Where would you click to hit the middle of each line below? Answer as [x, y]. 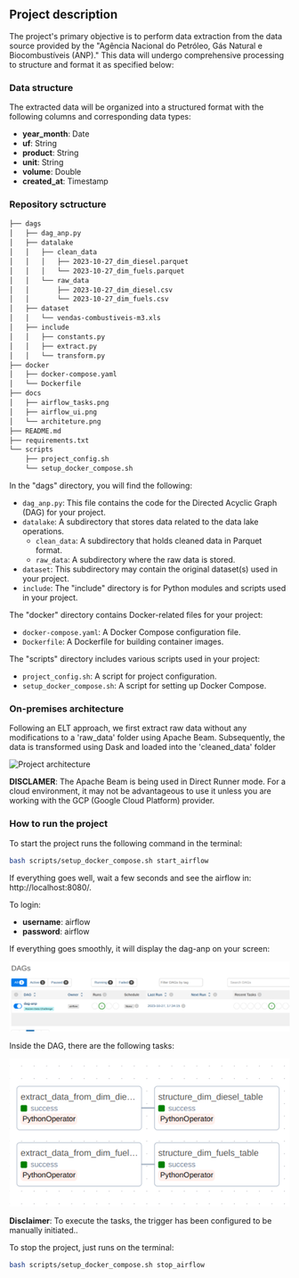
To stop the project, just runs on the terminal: [92, 1248]
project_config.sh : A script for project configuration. [119, 676]
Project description [64, 15]
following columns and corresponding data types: [100, 117]
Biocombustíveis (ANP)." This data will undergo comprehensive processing [147, 55]
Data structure [41, 87]
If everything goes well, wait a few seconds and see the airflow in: [130, 878]
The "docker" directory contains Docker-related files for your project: [136, 615]
